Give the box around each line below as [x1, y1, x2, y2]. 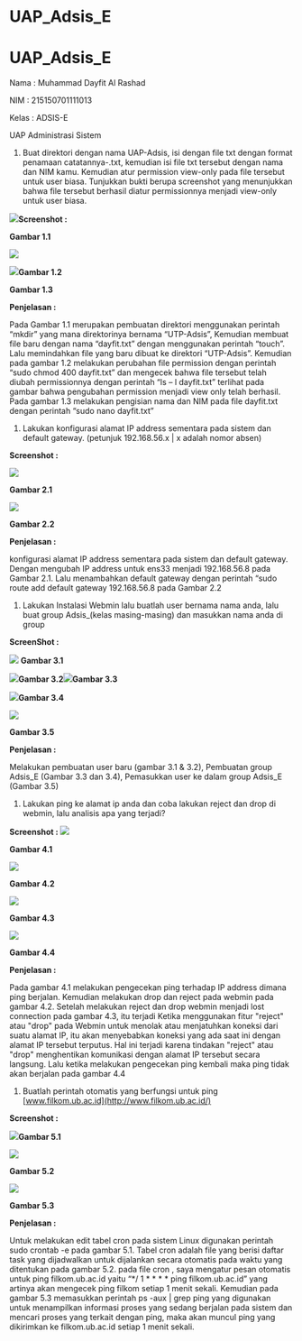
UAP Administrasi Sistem [9, 130, 102, 141]
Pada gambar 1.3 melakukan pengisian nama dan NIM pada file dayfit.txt [9, 396, 279, 407]
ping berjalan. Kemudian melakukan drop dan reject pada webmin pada [9, 992, 274, 1003]
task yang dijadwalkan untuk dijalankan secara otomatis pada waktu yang [9, 1254, 283, 1265]
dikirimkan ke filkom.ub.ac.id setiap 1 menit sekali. [9, 1321, 196, 1332]
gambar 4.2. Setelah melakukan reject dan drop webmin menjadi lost [9, 1001, 265, 1012]
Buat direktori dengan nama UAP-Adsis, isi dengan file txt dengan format [22, 147, 293, 159]
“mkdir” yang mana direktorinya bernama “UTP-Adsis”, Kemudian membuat [9, 329, 289, 340]
